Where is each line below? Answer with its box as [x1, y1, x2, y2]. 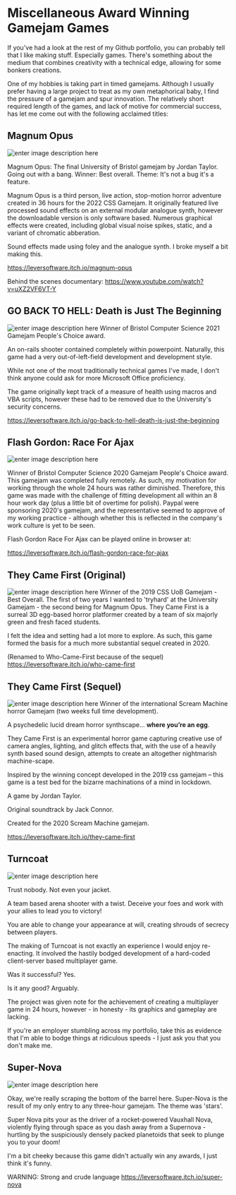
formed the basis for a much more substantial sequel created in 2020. [7, 639, 210, 647]
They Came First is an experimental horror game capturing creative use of [7, 734, 223, 743]
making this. [7, 249, 43, 258]
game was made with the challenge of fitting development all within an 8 [7, 491, 218, 500]
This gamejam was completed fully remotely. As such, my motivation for [7, 476, 217, 485]
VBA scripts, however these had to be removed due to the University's [7, 395, 211, 403]
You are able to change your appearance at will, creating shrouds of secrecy [7, 920, 230, 929]
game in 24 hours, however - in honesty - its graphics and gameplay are [7, 1004, 217, 1014]
